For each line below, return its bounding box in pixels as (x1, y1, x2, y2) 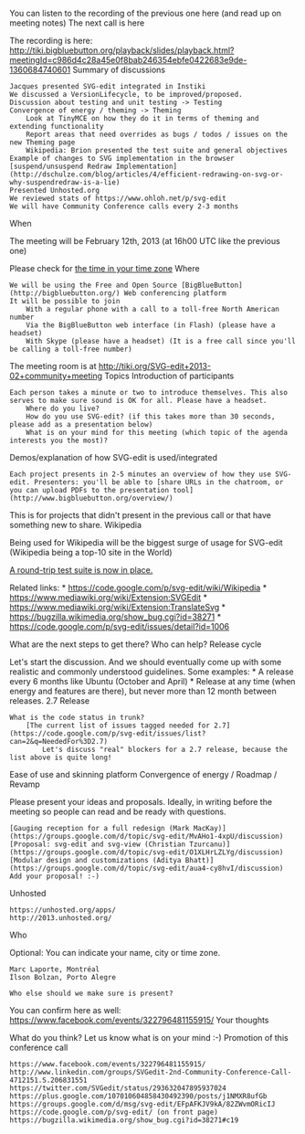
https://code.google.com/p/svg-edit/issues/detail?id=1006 (9, 621, 230, 631)
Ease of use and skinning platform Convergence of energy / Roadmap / (9, 769, 278, 779)
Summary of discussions (72, 64, 166, 75)
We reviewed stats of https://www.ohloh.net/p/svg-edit (9, 194, 226, 203)
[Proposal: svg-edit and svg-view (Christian (9, 840, 185, 849)
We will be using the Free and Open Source (9, 281, 178, 290)
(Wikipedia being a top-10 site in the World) (9, 547, 173, 557)
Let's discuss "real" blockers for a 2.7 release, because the (42, 745, 288, 754)
